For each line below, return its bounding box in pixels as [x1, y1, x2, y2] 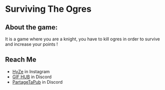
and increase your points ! [5, 41, 58, 47]
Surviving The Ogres [5, 3, 92, 15]
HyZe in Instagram [12, 68, 50, 74]
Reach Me [5, 56, 36, 64]
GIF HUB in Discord [12, 74, 52, 80]
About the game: [5, 23, 58, 31]
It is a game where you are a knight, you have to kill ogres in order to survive [5, 36, 160, 42]
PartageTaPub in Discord [12, 79, 63, 85]
